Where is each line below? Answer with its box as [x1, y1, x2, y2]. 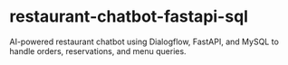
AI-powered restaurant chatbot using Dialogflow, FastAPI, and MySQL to [9, 36, 279, 47]
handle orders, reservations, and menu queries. [9, 45, 187, 56]
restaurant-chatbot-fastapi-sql [9, 6, 249, 27]
